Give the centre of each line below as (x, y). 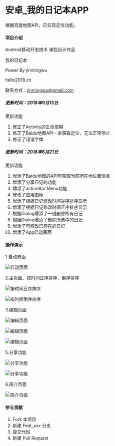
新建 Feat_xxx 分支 (31, 425)
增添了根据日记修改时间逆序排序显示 (50, 201)
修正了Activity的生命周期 (38, 127)
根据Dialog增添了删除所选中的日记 (47, 220)
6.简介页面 (16, 384)
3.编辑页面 (16, 310)
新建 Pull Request (30, 438)
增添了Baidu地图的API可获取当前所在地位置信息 (61, 176)
